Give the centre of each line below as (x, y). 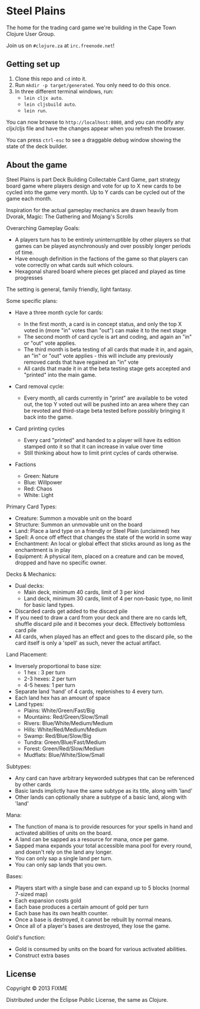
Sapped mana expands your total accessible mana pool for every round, (104, 845)
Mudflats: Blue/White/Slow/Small (64, 755)
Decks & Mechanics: (31, 574)
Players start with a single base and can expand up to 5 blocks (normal (102, 888)
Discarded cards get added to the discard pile (71, 611)
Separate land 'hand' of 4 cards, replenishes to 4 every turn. (89, 691)
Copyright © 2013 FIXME (37, 988)
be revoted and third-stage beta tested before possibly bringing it (104, 410)
